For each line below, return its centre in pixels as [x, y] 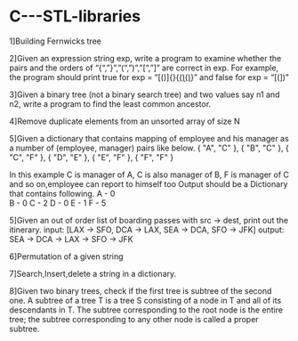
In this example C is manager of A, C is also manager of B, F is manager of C [149, 175]
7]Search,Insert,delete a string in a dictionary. [93, 273]
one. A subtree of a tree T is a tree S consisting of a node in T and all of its [145, 300]
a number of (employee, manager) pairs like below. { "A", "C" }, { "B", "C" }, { [149, 148]
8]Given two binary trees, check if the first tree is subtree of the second [141, 290]
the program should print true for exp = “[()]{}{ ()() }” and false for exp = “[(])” [149, 77]
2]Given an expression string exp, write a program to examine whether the [145, 58]
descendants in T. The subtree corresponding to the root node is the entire [146, 310]
